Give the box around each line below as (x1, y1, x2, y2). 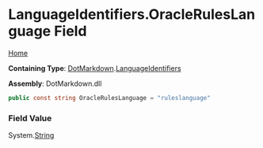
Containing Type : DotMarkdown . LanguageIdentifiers (8, 63, 181, 72)
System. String (8, 131, 55, 140)
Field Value (8, 113, 52, 124)
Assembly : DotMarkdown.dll (8, 79, 102, 88)
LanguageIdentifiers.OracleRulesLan (8, 6, 256, 24)
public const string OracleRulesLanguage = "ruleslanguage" (8, 94, 212, 102)
